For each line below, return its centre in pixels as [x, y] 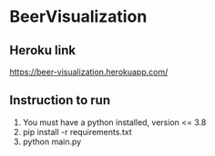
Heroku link [42, 50]
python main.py [52, 141]
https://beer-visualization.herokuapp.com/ [89, 72]
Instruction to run [60, 100]
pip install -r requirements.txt [77, 132]
